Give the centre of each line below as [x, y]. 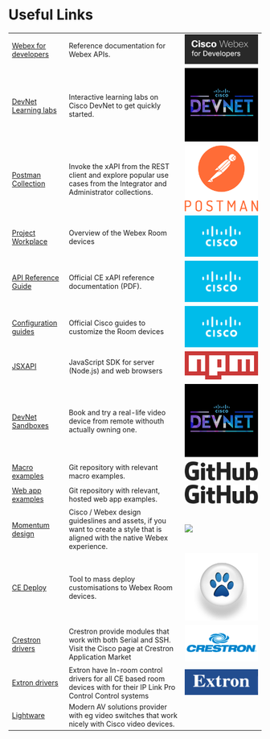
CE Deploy [29, 588]
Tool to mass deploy [102, 579]
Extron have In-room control [116, 670]
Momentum [31, 525]
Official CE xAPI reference [112, 278]
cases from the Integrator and [118, 184]
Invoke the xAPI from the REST [119, 167]
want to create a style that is [115, 530]
